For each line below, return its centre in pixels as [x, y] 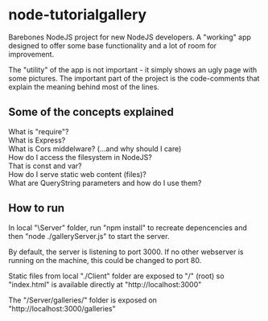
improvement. [31, 54]
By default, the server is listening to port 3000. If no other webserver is [126, 252]
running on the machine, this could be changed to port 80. [105, 260]
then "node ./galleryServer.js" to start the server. [89, 236]
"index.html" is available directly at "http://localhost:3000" [105, 284]
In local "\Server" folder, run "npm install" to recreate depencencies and [128, 228]
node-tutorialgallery [78, 15]
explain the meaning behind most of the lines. [84, 87]
